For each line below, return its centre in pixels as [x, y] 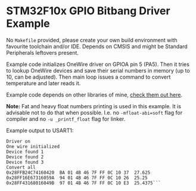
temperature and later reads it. [43, 83]
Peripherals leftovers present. [43, 52]
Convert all [21, 167]
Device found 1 [25, 152]
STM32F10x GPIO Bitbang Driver [88, 11]
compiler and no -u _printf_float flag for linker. [66, 119]
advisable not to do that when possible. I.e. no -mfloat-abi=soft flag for [94, 112]
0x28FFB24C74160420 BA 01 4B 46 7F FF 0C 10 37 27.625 [78, 173]
